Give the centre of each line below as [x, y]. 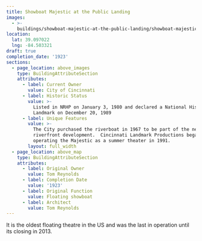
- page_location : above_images [51, 68]
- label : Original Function [57, 191]
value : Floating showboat [60, 196]
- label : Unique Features [54, 118]
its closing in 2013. [29, 231]
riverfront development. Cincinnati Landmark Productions [109, 135]
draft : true [21, 51]
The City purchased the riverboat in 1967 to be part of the [111, 130]
